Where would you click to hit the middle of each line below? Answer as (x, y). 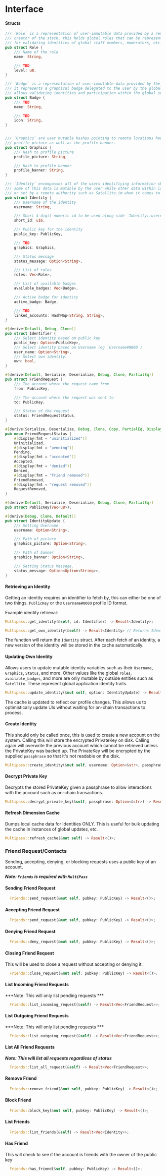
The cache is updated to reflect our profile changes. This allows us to (76, 702)
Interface (24, 9)
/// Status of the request (42, 411)
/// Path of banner (34, 553)
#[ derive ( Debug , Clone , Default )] (41, 516)
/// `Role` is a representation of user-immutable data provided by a (79, 34)
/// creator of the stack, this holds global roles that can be (73, 38)
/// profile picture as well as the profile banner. (61, 143)
